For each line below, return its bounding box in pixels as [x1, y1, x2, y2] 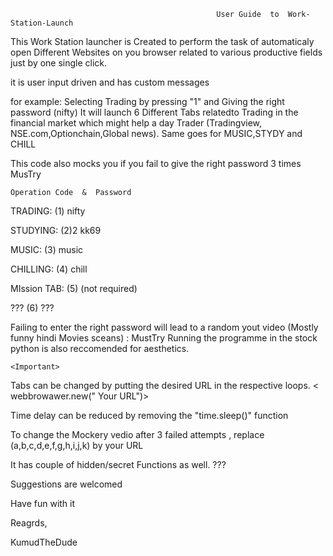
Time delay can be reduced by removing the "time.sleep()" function [10, 410, 289, 421]
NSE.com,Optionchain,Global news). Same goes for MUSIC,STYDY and [10, 128, 303, 139]
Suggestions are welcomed [10, 478, 123, 490]
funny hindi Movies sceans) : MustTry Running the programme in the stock [10, 332, 318, 344]
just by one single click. [10, 57, 108, 69]
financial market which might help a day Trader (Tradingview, [10, 117, 263, 129]
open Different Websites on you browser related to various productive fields [10, 46, 323, 58]
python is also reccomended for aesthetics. [10, 343, 190, 354]
